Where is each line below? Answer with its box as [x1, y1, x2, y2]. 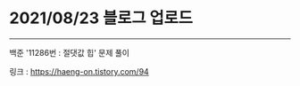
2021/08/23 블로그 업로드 [9, 8, 194, 28]
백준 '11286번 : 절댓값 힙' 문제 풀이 [9, 47, 130, 58]
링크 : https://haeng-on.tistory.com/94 [9, 66, 149, 76]
